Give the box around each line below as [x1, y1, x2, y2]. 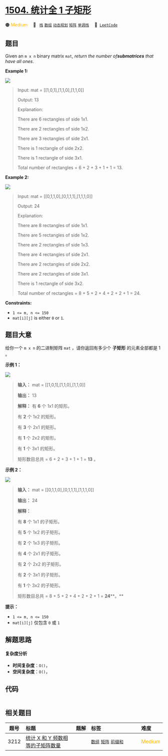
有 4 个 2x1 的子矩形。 [17, 550, 63, 556]
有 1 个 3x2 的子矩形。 [17, 582, 63, 588]
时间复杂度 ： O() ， [12, 662, 50, 668]
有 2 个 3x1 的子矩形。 [17, 571, 63, 577]
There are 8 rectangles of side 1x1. [17, 222, 88, 228]
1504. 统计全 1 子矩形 [5, 4, 91, 16]
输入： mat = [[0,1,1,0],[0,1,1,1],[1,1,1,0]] [17, 486, 94, 492]
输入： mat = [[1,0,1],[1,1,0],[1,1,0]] [17, 381, 86, 387]
